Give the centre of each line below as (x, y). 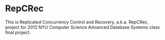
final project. (18, 32)
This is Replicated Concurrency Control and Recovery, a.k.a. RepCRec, (77, 22)
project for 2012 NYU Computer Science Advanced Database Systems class (82, 27)
